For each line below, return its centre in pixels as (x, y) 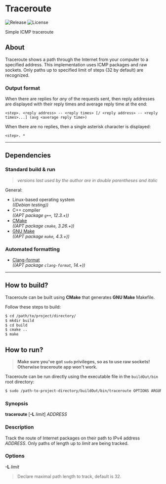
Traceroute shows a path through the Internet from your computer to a (77, 59)
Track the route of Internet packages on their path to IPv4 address (72, 438)
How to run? (24, 350)
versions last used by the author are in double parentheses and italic (87, 180)
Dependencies (28, 156)
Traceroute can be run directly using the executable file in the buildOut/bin (82, 377)
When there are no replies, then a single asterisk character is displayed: (78, 127)
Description (20, 427)
